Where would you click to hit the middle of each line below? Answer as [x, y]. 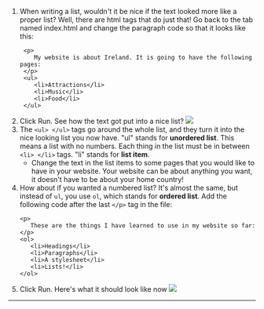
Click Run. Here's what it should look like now [93, 289]
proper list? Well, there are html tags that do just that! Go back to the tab [136, 20]
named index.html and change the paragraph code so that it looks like [132, 28]
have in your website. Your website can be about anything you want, [142, 171]
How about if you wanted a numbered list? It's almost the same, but [128, 188]
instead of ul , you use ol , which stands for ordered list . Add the [123, 196]
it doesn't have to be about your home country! [108, 179]
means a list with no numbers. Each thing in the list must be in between [134, 146]
